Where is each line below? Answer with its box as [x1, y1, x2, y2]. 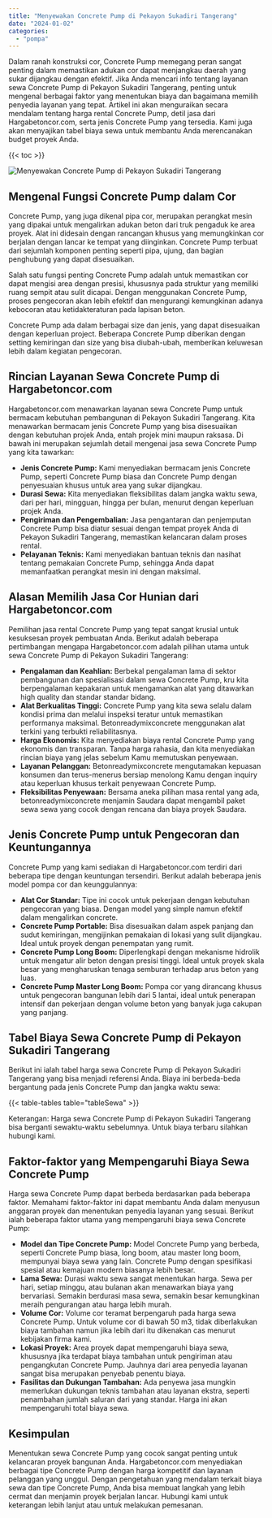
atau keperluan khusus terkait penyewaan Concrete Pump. [19, 778, 217, 788]
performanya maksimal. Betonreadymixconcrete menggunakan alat [19, 718, 245, 727]
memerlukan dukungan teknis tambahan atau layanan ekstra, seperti [19, 1386, 250, 1396]
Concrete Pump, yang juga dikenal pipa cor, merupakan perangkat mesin [8, 211, 253, 221]
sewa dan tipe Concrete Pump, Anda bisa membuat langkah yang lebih [8, 1482, 245, 1492]
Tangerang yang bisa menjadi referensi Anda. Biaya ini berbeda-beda [8, 1073, 241, 1083]
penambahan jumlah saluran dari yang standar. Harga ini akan [19, 1394, 227, 1404]
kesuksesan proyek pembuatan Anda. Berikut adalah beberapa [8, 633, 219, 643]
